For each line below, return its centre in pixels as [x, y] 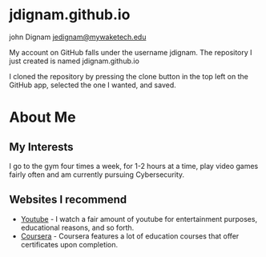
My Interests [41, 147]
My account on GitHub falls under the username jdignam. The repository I [131, 52]
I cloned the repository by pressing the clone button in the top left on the [129, 76]
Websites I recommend [68, 200]
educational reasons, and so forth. [77, 227]
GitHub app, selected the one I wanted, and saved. [93, 85]
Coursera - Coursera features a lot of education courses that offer [130, 236]
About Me [42, 117]
